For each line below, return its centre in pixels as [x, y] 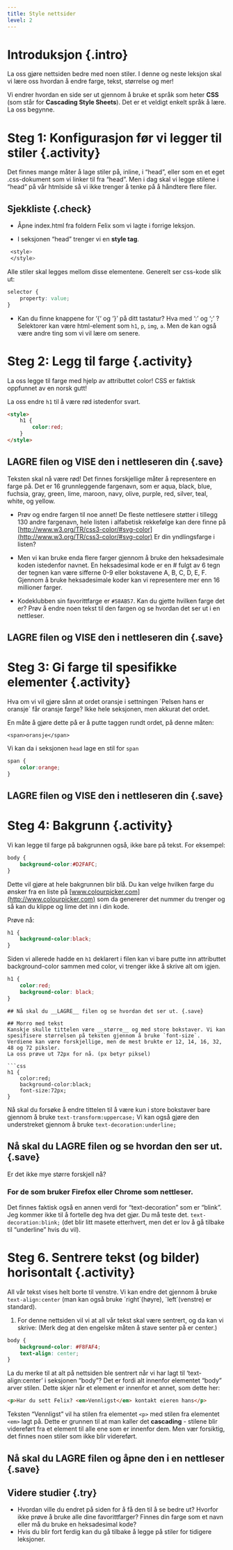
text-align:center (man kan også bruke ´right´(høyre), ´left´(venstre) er [110, 1299]
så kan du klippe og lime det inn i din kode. [69, 906]
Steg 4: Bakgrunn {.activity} [90, 826]
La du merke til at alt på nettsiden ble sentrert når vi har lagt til [96, 1373]
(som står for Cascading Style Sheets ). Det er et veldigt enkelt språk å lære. [117, 103]
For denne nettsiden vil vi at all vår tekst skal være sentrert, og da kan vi [120, 1320]
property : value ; [45, 298]
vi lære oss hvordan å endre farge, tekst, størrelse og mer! [90, 82]
